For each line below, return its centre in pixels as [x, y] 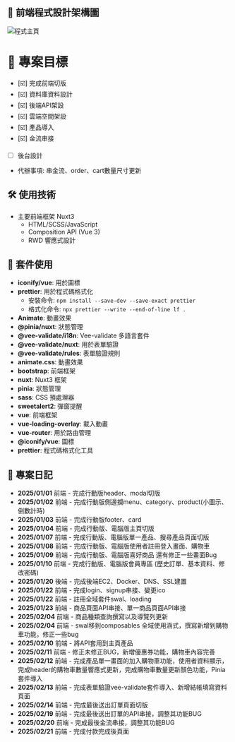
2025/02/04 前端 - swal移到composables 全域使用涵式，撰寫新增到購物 [123, 626]
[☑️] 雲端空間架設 [42, 116]
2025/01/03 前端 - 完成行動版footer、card [79, 520]
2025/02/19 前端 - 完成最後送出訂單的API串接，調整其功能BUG [110, 714]
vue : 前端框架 [37, 415]
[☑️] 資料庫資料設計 [45, 94]
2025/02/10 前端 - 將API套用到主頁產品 [75, 643]
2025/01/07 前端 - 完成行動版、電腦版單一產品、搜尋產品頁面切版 [113, 537]
